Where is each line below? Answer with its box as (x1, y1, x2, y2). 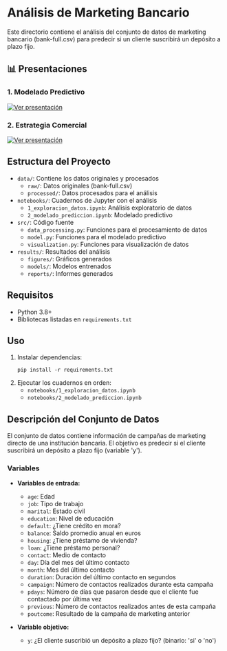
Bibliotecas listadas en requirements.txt (17, 315, 132, 323)
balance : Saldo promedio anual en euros (27, 529, 141, 537)
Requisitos (7, 290, 54, 301)
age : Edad (27, 492, 55, 501)
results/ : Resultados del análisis (17, 247, 111, 256)
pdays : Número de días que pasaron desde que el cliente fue (27, 588, 199, 596)
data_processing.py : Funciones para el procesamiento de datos (27, 226, 208, 234)
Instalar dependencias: (17, 353, 83, 361)
